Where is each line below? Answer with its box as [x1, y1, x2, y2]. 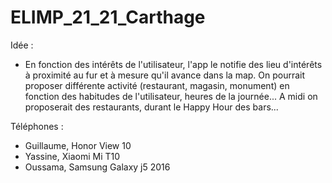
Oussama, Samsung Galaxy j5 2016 [24, 161, 171, 173]
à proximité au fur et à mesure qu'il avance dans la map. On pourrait [24, 69, 306, 81]
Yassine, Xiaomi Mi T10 [24, 150, 121, 162]
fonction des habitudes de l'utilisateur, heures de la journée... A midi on [24, 90, 318, 102]
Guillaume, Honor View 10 [24, 139, 132, 151]
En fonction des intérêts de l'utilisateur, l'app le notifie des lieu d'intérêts [24, 58, 323, 70]
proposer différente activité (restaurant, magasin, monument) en [24, 79, 290, 91]
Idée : [10, 39, 34, 51]
